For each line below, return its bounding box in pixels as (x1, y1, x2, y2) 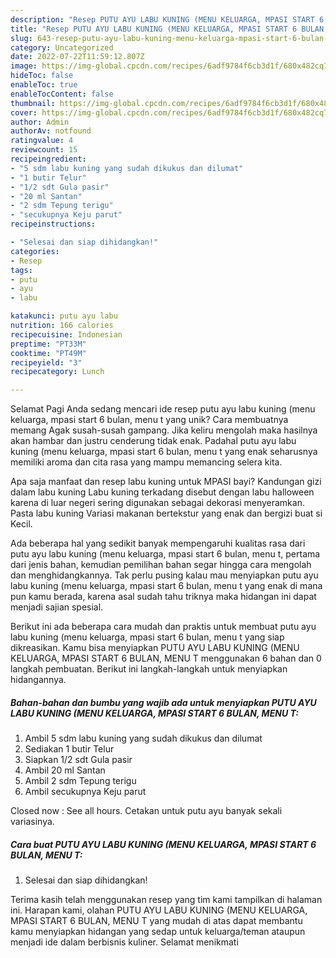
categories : (10, 246, 60, 256)
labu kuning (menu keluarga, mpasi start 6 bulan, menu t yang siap (10, 631, 285, 643)
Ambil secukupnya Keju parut (24, 786, 147, 798)
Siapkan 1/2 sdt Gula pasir (24, 754, 133, 766)
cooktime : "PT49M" (10, 348, 87, 358)
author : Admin (10, 117, 70, 127)
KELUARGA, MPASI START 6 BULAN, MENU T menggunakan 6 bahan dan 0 (10, 652, 322, 665)
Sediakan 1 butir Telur (24, 743, 115, 755)
